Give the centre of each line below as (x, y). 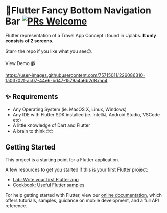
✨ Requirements (32, 97)
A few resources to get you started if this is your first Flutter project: (77, 169)
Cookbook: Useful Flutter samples (49, 185)
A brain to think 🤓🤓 (33, 131)
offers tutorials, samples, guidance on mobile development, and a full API (82, 200)
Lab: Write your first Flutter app (46, 179)
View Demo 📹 (20, 63)
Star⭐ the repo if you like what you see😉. (49, 51)
